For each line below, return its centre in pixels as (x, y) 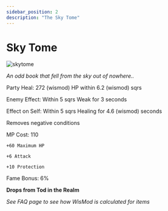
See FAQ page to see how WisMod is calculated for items (78, 202)
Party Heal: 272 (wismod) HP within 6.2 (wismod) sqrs (74, 88)
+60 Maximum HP (25, 146)
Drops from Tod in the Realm (43, 190)
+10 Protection (25, 167)
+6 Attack (19, 156)
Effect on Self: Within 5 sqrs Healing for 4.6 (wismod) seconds (84, 111)
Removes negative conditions (43, 123)
